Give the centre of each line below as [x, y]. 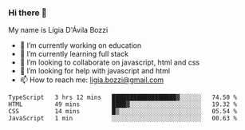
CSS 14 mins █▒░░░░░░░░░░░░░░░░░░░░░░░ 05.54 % [123, 112]
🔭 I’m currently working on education [81, 45]
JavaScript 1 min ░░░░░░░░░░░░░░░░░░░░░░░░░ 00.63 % [123, 119]
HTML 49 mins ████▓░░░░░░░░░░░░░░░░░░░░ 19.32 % [123, 104]
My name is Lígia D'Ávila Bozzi [58, 30]
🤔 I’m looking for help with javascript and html [95, 71]
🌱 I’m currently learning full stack [74, 54]
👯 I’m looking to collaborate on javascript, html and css [110, 62]
